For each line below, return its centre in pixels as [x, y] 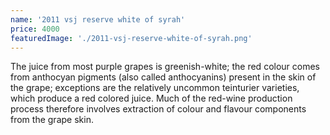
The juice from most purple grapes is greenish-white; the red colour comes [165, 67]
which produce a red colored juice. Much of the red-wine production [151, 98]
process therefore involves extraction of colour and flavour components [158, 109]
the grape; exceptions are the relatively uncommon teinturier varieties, [155, 88]
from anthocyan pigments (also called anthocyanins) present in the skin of [163, 77]
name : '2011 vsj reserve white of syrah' [98, 19]
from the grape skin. [52, 120]
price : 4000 [35, 29]
